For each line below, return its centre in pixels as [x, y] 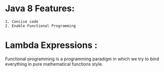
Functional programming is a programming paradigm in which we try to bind [82, 59]
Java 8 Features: [40, 9]
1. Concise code [22, 22]
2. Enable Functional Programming [41, 26]
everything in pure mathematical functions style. [54, 64]
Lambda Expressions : [51, 45]
